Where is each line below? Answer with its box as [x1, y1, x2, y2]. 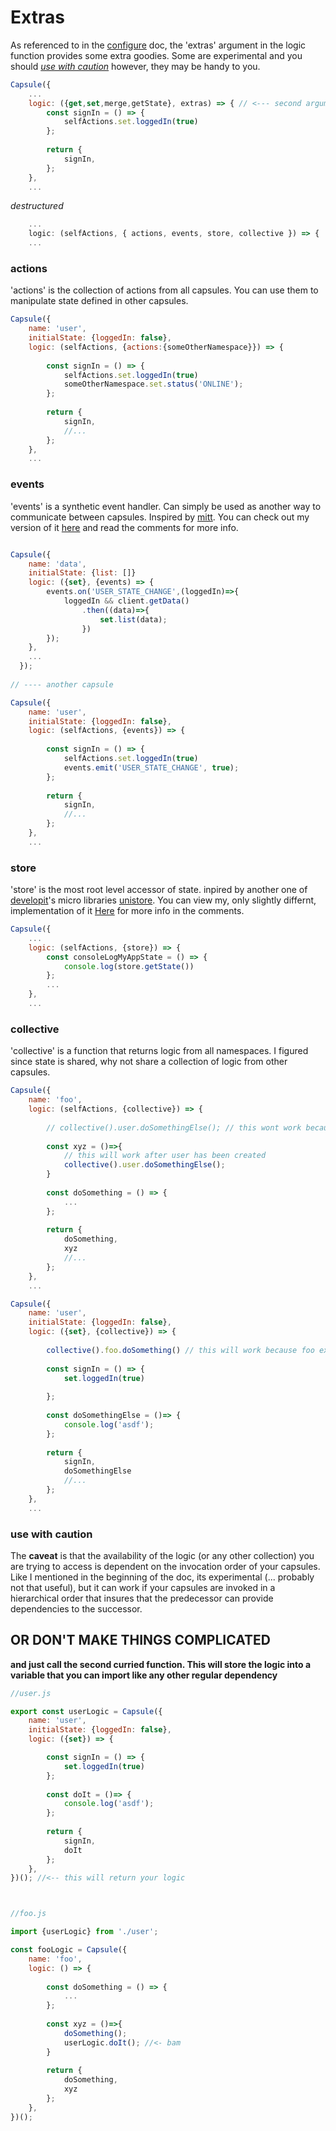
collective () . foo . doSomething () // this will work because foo [46, 1345, 315, 1355]
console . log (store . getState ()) [63, 961, 195, 971]
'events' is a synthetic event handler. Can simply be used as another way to [10, 500, 322, 512]
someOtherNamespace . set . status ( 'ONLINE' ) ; [63, 379, 244, 390]
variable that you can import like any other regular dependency [10, 1669, 278, 1681]
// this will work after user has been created [63, 1151, 267, 1161]
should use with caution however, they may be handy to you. [10, 60, 261, 72]
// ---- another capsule [10, 679, 114, 690]
